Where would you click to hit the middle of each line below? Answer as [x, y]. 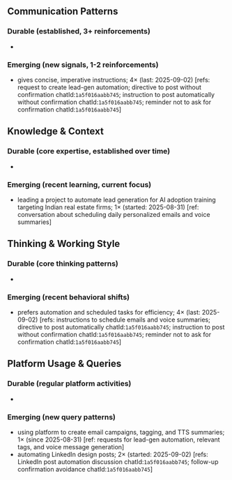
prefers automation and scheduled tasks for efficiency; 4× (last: [109, 312]
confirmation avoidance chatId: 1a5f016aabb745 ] [85, 469]
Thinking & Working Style [64, 244]
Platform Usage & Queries [64, 364]
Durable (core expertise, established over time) [89, 151]
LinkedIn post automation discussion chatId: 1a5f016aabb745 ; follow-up [118, 462]
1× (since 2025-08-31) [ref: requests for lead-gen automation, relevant [119, 440]
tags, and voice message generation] [71, 447]
